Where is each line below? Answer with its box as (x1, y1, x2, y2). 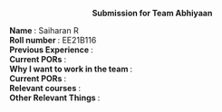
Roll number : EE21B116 (9, 35, 97, 45)
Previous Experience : (9, 44, 93, 55)
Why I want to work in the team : (9, 63, 133, 74)
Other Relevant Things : (9, 92, 101, 103)
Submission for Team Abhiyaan (92, 8, 213, 18)
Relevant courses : (9, 83, 82, 93)
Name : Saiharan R (9, 25, 79, 35)
